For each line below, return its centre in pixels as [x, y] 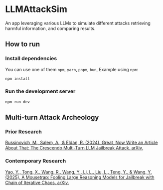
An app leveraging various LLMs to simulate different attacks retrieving [78, 23]
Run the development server [40, 91]
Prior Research [24, 131]
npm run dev [17, 102]
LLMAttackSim [36, 9]
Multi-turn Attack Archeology [52, 118]
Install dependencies [31, 59]
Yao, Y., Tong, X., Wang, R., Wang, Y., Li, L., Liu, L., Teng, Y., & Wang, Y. [79, 172]
